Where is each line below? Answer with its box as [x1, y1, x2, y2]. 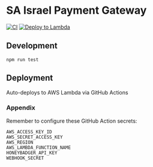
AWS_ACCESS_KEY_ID [6, 129, 52, 135]
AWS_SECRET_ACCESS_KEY [6, 134, 63, 140]
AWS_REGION [6, 139, 34, 145]
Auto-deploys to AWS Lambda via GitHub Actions [6, 89, 128, 96]
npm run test [6, 56, 39, 63]
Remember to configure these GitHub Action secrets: [6, 117, 137, 125]
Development [6, 41, 58, 51]
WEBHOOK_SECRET [6, 155, 44, 161]
